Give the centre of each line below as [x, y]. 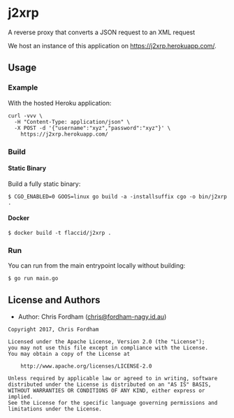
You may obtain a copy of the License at [69, 354]
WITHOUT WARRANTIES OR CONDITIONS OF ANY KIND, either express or [107, 391]
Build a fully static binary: [44, 184]
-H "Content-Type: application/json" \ [72, 122]
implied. [21, 397]
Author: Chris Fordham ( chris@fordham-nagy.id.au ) [92, 317]
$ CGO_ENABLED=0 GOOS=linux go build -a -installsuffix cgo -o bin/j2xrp [118, 196]
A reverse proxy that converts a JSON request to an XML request [102, 32]
